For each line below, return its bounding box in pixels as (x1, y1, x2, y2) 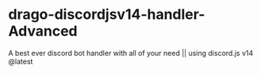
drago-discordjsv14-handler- (8, 6, 205, 24)
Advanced (8, 22, 78, 40)
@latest (8, 57, 33, 66)
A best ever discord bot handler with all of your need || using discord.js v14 (8, 48, 254, 57)
